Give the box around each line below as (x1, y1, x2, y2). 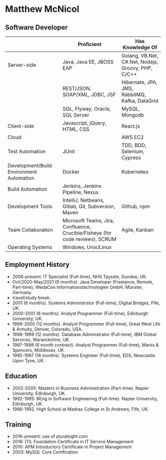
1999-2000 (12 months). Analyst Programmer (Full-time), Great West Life (12, 321, 161, 327)
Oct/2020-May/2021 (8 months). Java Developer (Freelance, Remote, (12, 279, 154, 285)
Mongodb (121, 112, 144, 118)
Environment (7, 168, 37, 175)
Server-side (7, 62, 36, 68)
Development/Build (7, 162, 52, 169)
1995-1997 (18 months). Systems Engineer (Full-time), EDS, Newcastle (12, 352, 156, 358)
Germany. (12, 289, 33, 295)
